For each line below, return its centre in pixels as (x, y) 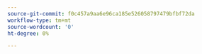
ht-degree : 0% (28, 33)
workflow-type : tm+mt (39, 20)
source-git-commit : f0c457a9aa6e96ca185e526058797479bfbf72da (101, 14)
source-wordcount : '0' (41, 27)
